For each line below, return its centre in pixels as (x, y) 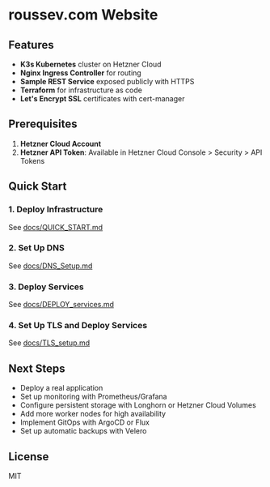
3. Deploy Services (46, 287)
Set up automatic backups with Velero (83, 431)
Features (31, 45)
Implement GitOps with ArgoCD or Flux (84, 422)
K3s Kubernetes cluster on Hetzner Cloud (91, 64)
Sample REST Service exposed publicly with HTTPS (107, 81)
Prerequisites (43, 124)
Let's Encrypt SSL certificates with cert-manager (102, 98)
